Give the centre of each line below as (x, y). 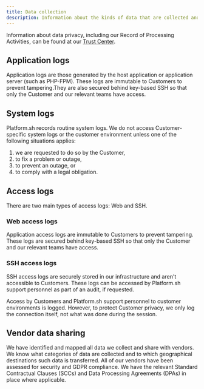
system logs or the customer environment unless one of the (102, 135)
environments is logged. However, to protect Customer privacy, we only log (100, 308)
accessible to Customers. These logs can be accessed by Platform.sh (93, 283)
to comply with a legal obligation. (56, 172)
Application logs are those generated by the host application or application (100, 75)
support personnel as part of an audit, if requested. (70, 289)
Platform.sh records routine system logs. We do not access (80, 128)
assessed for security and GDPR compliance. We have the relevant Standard (102, 367)
